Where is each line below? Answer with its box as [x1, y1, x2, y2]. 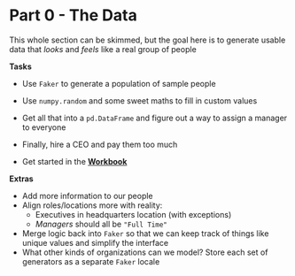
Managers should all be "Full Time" [35, 218, 168, 229]
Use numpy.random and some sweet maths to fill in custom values [21, 95, 258, 106]
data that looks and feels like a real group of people [9, 43, 197, 54]
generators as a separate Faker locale [21, 256, 160, 266]
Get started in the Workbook [21, 156, 128, 166]
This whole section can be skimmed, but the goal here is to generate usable [9, 34, 286, 45]
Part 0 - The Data [9, 5, 137, 26]
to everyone [21, 121, 66, 133]
